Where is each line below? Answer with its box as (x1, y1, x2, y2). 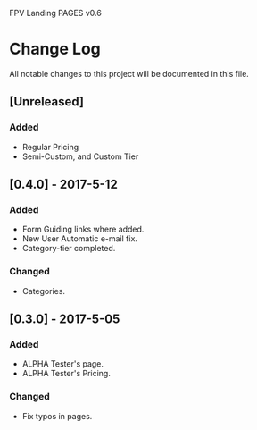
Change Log (9, 39, 101, 59)
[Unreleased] (9, 94, 85, 110)
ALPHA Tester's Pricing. (21, 368, 112, 379)
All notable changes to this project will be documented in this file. (9, 68, 250, 79)
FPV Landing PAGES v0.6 (9, 8, 103, 18)
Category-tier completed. (21, 243, 116, 254)
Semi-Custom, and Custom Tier (21, 151, 139, 162)
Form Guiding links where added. (21, 223, 145, 235)
